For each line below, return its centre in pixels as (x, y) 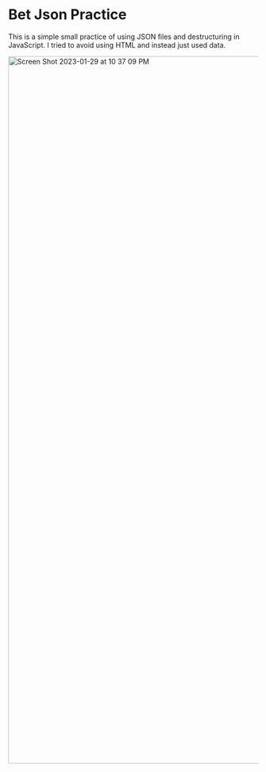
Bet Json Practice (67, 15)
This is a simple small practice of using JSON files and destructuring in (124, 37)
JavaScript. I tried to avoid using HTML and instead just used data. (117, 44)
